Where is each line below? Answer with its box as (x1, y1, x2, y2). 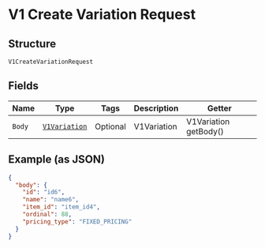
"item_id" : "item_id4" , (22, 203, 101, 211)
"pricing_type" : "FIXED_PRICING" (22, 217, 132, 226)
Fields (8, 79, 39, 92)
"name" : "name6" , (22, 196, 80, 204)
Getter (207, 103, 233, 114)
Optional (94, 121, 126, 132)
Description (133, 103, 179, 114)
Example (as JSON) (8, 152, 105, 167)
